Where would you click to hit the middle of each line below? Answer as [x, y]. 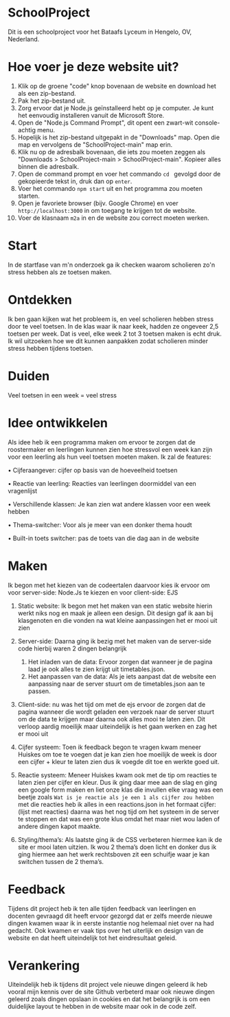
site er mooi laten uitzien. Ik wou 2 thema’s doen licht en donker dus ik [117, 847]
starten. [29, 196]
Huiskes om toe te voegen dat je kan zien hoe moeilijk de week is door [117, 754]
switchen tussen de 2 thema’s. [61, 861]
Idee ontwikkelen [58, 423]
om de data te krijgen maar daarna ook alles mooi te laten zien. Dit [111, 719]
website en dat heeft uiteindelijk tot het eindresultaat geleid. [92, 938]
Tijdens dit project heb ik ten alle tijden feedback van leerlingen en [102, 908]
